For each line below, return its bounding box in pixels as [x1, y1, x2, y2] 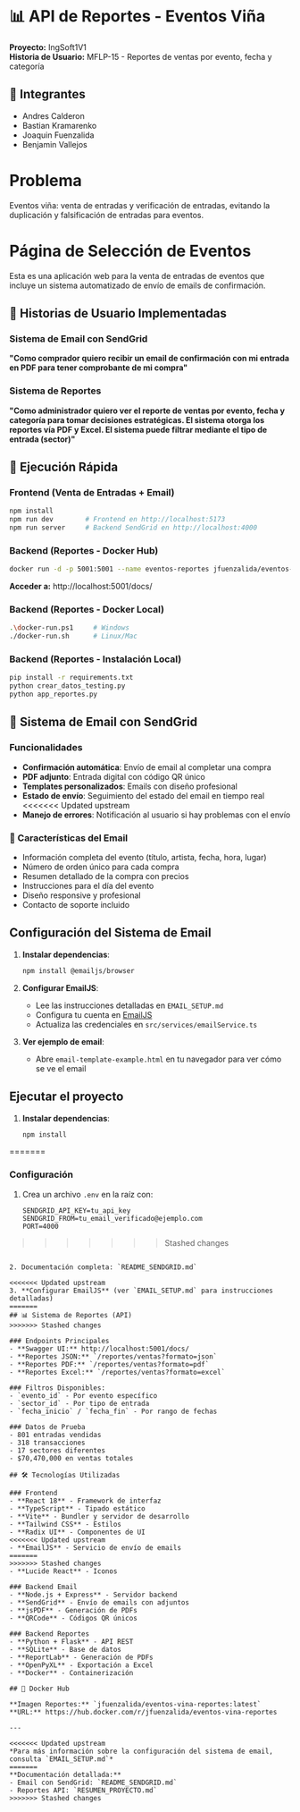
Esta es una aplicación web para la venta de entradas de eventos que [9, 270, 265, 281]
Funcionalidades [9, 741, 83, 754]
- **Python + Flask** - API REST [9, 1637, 134, 1646]
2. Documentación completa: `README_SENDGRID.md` [9, 1262, 198, 1272]
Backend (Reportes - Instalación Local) [9, 653, 182, 665]
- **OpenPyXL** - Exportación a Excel [9, 1660, 154, 1670]
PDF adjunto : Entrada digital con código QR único [21, 771, 205, 782]
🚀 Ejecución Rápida [9, 460, 119, 474]
